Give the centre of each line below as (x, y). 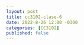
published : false (28, 33)
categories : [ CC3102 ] (33, 28)
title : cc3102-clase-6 (34, 17)
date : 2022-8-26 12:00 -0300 (42, 22)
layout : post (22, 11)
